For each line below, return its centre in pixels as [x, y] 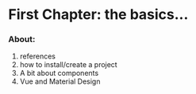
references [37, 56]
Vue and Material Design [60, 81]
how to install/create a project [68, 65]
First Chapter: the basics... [98, 15]
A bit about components [59, 73]
